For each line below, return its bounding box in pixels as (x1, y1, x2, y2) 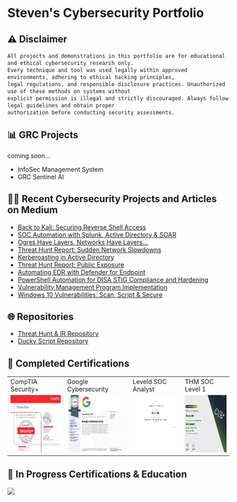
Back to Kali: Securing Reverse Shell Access (17, 222, 147, 231)
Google (66, 378, 88, 386)
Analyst (133, 385, 155, 393)
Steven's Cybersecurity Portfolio (7, 5, 205, 21)
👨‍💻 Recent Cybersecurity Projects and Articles (7, 193, 217, 205)
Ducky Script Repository (17, 337, 89, 345)
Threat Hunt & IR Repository (17, 330, 99, 338)
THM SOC (184, 378, 214, 386)
